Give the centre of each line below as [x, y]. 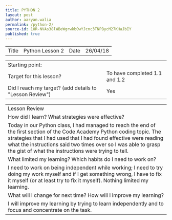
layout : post [19, 15]
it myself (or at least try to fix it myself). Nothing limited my [78, 180]
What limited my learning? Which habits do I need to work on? [82, 159]
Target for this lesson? [35, 76]
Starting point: [25, 65]
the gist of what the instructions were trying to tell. [68, 151]
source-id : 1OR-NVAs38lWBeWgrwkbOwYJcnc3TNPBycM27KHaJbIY [68, 29]
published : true [23, 34]
